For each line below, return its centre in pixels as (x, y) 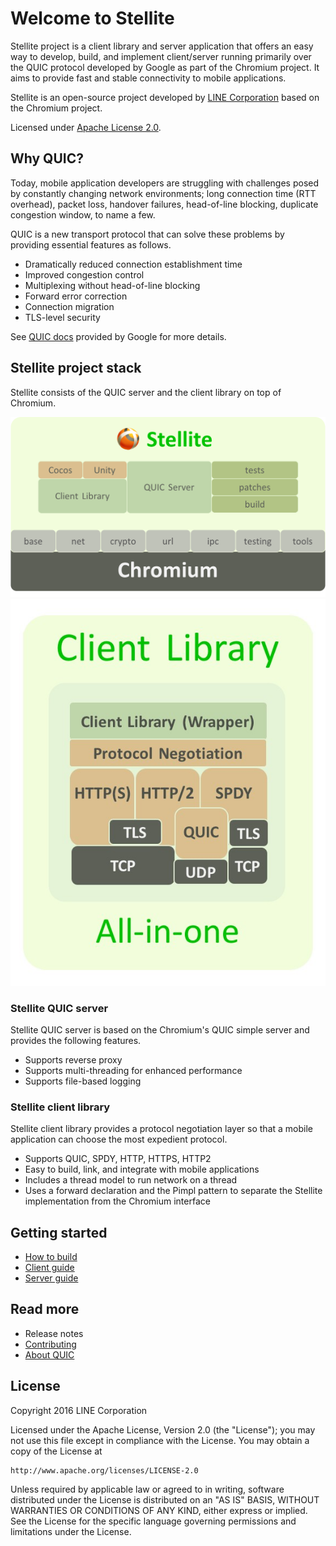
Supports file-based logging (83, 1081)
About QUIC (49, 1354)
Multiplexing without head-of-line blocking (112, 285)
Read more (45, 1309)
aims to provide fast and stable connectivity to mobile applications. (148, 78)
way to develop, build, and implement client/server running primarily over (161, 56)
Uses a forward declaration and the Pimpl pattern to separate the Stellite (173, 1191)
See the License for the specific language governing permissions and (153, 1521)
